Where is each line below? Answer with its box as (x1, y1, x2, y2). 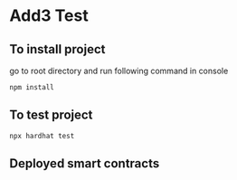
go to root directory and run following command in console (9, 65, 229, 76)
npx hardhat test (9, 131, 75, 140)
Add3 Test (9, 5, 89, 26)
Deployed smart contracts (9, 156, 160, 172)
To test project (9, 108, 93, 123)
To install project (9, 42, 106, 57)
